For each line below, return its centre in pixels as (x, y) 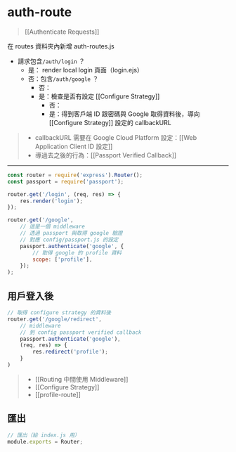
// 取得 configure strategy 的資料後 (59, 313)
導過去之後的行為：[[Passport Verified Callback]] (106, 155)
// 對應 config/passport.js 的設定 (69, 240)
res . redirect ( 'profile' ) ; (71, 352)
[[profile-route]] (58, 394)
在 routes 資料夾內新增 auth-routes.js (61, 46)
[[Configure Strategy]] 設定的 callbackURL (110, 122)
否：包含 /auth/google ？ (63, 79)
